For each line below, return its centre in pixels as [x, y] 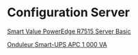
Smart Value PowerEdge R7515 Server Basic [69, 31]
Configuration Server [68, 13]
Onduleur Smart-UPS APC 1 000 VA [57, 44]
